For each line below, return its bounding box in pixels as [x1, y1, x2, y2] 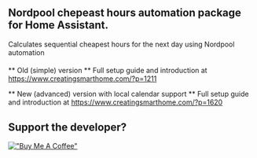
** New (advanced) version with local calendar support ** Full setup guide [8, 90, 249, 99]
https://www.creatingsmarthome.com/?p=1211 [8, 74, 157, 83]
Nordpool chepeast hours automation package [8, 6, 242, 20]
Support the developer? [8, 120, 127, 134]
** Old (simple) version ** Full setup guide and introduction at [8, 66, 207, 75]
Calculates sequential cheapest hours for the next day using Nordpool [8, 39, 235, 49]
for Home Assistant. [8, 19, 108, 32]
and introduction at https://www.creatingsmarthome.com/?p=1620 [8, 97, 223, 107]
